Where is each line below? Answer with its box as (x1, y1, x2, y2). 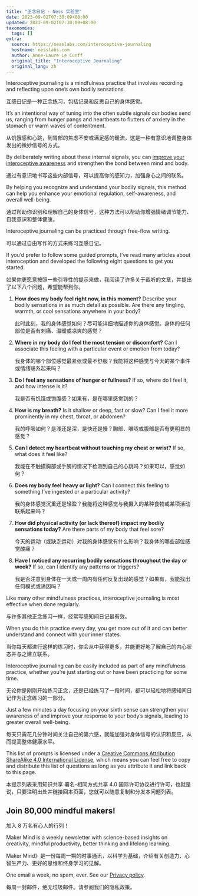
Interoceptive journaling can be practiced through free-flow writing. (6, 227, 170, 234)
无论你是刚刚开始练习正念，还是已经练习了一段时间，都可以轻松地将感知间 (6, 687, 187, 694)
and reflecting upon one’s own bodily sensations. (6, 86, 126, 93)
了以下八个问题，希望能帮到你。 (6, 283, 84, 290)
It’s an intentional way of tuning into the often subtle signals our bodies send (6, 110, 192, 117)
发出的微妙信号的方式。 (6, 142, 63, 149)
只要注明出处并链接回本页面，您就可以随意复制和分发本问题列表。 (16, 788, 177, 795)
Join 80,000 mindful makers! (6, 805, 116, 816)
